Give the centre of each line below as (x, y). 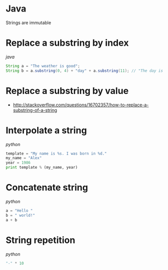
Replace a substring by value (67, 91)
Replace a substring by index (67, 43)
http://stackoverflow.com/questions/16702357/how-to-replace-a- (81, 105)
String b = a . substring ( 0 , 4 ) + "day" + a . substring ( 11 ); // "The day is (85, 71)
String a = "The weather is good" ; (43, 66)
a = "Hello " (19, 211)
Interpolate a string (46, 130)
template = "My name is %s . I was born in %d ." (56, 154)
